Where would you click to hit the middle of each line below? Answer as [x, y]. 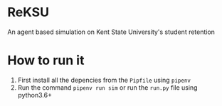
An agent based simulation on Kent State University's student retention [111, 32]
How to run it [46, 60]
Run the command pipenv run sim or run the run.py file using [107, 87]
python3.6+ [35, 95]
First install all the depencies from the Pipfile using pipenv [104, 80]
